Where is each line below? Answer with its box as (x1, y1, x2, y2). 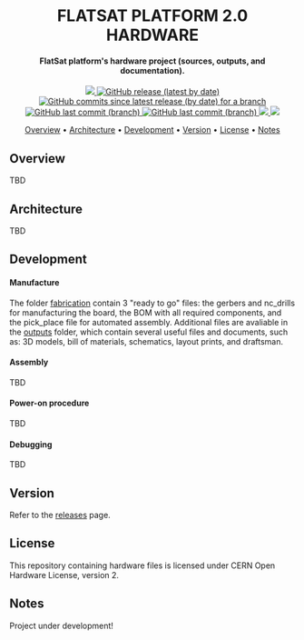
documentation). (120, 65, 185, 75)
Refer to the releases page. (9, 510, 111, 521)
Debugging (9, 438, 53, 450)
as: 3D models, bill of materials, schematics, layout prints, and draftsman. (9, 335, 284, 346)
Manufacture (9, 277, 60, 287)
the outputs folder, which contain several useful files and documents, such (9, 326, 289, 337)
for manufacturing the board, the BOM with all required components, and (9, 306, 282, 318)
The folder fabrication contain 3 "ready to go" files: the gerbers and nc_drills (9, 297, 296, 308)
